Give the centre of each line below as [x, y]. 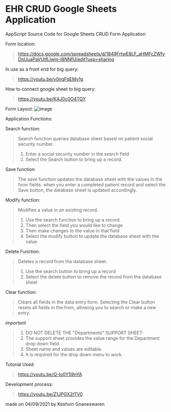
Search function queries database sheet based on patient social [85, 138]
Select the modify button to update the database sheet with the [92, 236]
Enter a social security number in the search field [77, 154]
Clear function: [21, 292]
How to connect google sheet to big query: [50, 89]
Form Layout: [19, 109]
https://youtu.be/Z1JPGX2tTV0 [50, 394]
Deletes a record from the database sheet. [62, 261]
